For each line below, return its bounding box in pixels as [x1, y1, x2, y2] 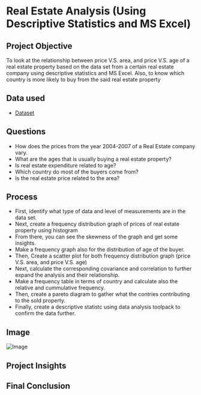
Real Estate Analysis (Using [6, 4, 146, 18]
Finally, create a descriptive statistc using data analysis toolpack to [14, 303, 181, 310]
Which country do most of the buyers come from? [14, 168, 139, 175]
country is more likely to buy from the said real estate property [6, 76, 161, 83]
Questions [6, 127, 46, 137]
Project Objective [6, 41, 73, 51]
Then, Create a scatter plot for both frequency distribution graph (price [14, 252, 191, 259]
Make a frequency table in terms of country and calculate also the [14, 278, 178, 285]
